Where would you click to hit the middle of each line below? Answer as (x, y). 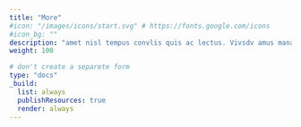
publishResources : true (61, 100)
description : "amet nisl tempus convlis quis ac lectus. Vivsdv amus (142, 42)
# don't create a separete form (69, 67)
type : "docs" (34, 76)
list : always (42, 92)
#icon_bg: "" (34, 34)
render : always (46, 108)
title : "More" (36, 17)
